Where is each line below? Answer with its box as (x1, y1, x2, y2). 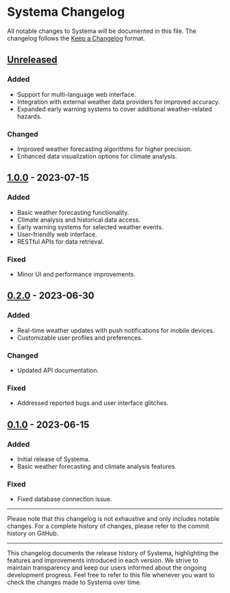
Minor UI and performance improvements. (16, 270, 136, 278)
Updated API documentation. (16, 366, 99, 374)
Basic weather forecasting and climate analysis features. (16, 462, 177, 470)
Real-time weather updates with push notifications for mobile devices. (16, 326, 215, 334)
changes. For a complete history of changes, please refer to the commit (7, 522, 209, 531)
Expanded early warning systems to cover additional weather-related (16, 104, 212, 113)
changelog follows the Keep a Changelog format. (7, 34, 145, 42)
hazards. (16, 112, 42, 120)
